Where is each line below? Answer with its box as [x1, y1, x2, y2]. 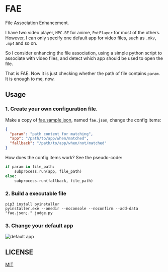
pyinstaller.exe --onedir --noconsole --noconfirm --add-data [5, 206, 138, 211]
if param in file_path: [5, 164, 55, 169]
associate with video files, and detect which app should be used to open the [5, 55, 163, 61]
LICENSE [5, 248, 34, 257]
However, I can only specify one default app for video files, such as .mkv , [5, 35, 156, 41]
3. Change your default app [5, 222, 73, 229]
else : [5, 173, 17, 179]
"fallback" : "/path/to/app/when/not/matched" [10, 141, 107, 146]
